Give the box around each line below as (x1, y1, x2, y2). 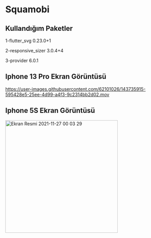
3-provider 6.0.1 (5, 57, 38, 64)
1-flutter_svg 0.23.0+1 (5, 37, 51, 44)
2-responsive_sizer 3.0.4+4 (5, 48, 64, 53)
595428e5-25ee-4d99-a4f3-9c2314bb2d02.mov (5, 91, 110, 97)
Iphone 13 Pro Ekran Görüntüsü (5, 72, 106, 81)
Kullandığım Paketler (5, 24, 73, 33)
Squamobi (5, 4, 50, 15)
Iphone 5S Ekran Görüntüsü (5, 106, 95, 115)
